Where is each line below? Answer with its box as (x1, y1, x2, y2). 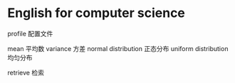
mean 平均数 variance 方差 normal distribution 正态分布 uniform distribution (7, 44, 229, 52)
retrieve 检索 (7, 68, 45, 77)
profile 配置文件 (7, 29, 53, 38)
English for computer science (7, 5, 185, 21)
